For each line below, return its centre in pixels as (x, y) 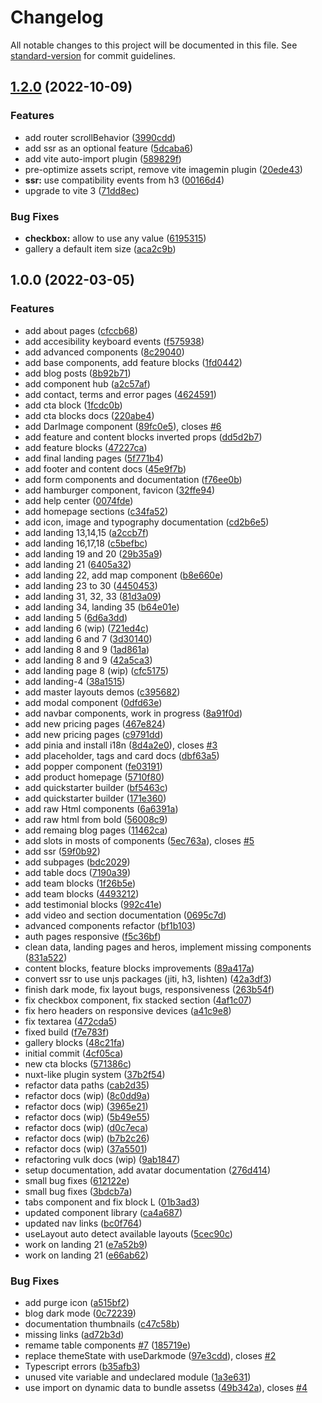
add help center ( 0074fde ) (79, 500)
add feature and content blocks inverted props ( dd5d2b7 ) (143, 437)
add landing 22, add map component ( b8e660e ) (124, 575)
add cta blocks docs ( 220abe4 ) (89, 415)
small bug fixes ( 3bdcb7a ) (78, 1191)
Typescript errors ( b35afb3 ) (82, 1366)
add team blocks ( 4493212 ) (82, 893)
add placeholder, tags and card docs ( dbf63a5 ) (122, 755)
